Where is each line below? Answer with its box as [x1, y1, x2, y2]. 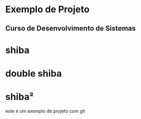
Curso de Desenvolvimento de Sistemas [5, 24, 136, 33]
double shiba [5, 67, 62, 79]
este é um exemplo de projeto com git [5, 108, 86, 114]
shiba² [5, 91, 34, 103]
